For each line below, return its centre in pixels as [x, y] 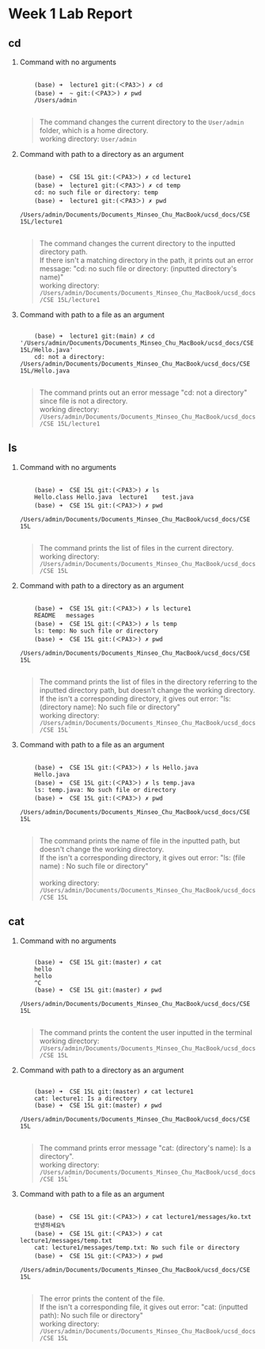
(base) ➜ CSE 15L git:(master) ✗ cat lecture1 [114, 1091]
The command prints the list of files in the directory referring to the [148, 682]
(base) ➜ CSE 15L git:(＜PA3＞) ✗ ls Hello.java [117, 767]
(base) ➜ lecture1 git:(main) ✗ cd [95, 336]
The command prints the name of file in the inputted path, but [140, 840]
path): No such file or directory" [91, 1315]
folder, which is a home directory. [94, 130]
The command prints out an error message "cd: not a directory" [143, 392]
